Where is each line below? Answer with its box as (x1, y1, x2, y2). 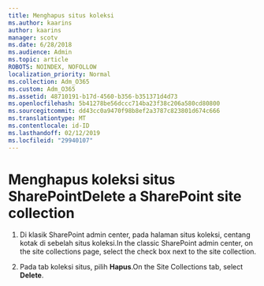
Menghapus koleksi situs (8, 171, 176, 188)
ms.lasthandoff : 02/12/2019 (8, 129, 101, 137)
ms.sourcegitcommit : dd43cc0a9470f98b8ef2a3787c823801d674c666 (8, 107, 221, 115)
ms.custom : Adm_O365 (8, 85, 76, 93)
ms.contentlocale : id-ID (8, 122, 90, 130)
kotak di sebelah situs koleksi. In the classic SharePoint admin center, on (19, 239, 254, 248)
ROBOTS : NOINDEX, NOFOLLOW (8, 63, 97, 71)
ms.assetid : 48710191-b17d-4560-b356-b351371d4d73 (8, 92, 178, 100)
